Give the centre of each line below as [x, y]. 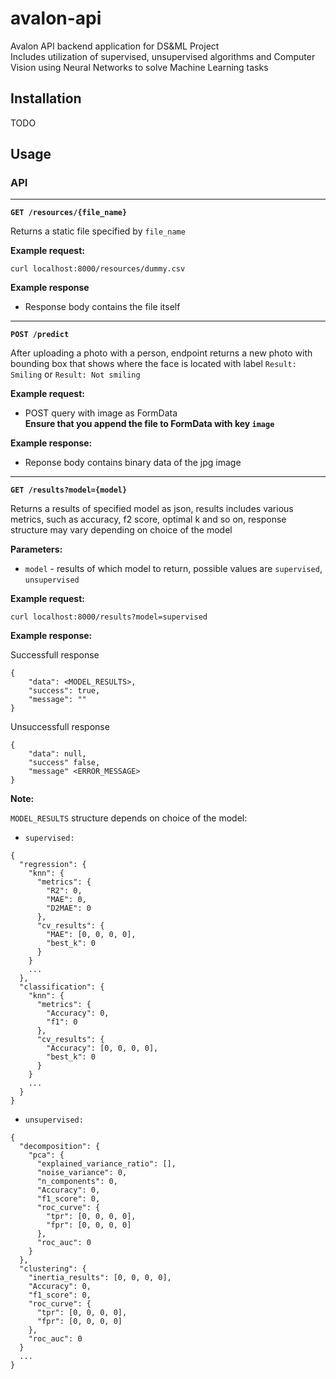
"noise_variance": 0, [82, 1173]
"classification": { [62, 987]
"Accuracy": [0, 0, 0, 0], [102, 1048]
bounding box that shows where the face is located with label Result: [153, 364]
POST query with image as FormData [101, 413]
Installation [46, 98]
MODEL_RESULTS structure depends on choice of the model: [129, 818]
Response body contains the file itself [102, 307]
